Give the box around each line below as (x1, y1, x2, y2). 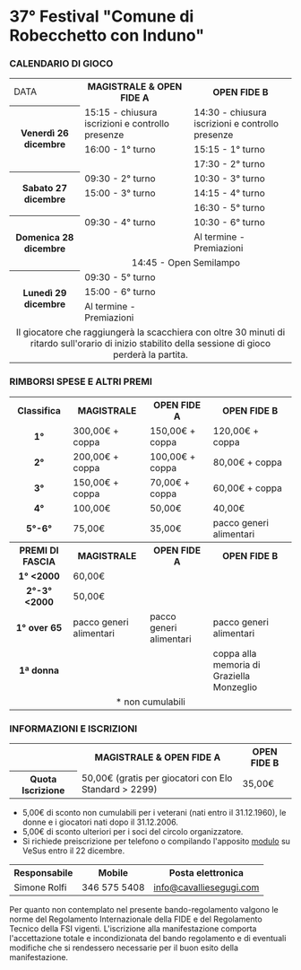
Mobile (98, 866, 128, 878)
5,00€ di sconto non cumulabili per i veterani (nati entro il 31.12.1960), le (21, 807, 287, 817)
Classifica (17, 404, 61, 416)
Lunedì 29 (22, 286, 67, 299)
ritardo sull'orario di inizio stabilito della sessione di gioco (30, 337, 271, 350)
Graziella (212, 669, 251, 682)
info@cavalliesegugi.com (153, 881, 260, 894)
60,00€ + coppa (212, 482, 282, 494)
